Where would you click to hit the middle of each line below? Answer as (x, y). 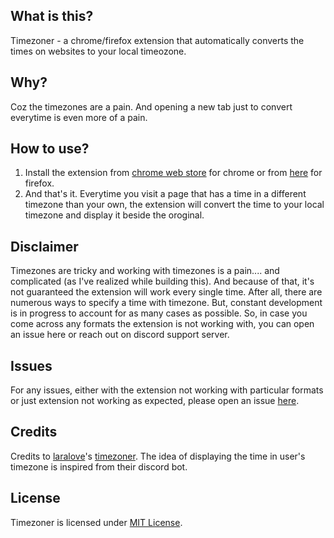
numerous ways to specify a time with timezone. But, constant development (166, 303)
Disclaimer (44, 246)
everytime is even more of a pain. (79, 117)
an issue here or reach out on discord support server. (120, 335)
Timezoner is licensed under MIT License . (96, 522)
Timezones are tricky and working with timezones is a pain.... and (145, 271)
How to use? (50, 149)
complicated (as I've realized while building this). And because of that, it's (162, 281)
